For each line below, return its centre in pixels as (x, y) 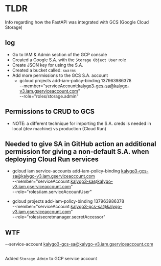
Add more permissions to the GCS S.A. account (60, 75)
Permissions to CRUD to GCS (50, 111)
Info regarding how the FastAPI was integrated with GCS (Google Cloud (77, 22)
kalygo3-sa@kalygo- (92, 181)
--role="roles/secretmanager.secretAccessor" (59, 217)
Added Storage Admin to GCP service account (51, 258)
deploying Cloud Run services (52, 159)
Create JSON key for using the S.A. (47, 65)
